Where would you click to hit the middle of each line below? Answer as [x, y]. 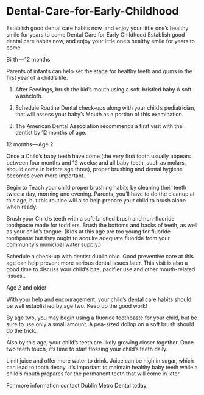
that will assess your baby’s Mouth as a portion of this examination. [99, 114]
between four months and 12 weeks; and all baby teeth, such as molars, [96, 162]
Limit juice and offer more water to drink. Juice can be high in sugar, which [100, 360]
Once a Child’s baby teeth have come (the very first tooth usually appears [99, 156]
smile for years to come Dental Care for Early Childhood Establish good [96, 34]
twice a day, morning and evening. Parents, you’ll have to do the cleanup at [100, 194]
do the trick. [21, 330]
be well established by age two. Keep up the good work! [77, 305]
